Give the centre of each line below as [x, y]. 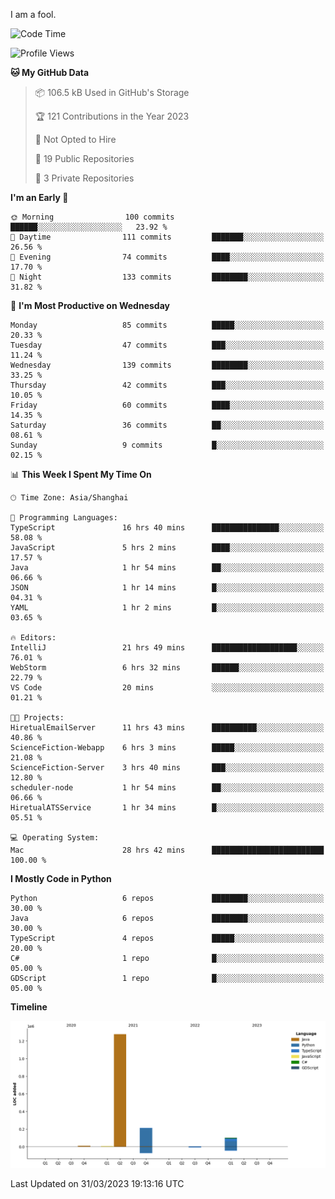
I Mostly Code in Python [61, 878]
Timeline [29, 1007]
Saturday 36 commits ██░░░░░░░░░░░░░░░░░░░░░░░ [167, 425]
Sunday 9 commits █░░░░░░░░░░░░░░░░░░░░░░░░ [167, 445]
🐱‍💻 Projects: [37, 718]
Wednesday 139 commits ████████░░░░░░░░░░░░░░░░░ [167, 365]
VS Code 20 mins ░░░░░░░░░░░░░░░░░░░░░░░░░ [167, 688]
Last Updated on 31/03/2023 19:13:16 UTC [97, 1184]
